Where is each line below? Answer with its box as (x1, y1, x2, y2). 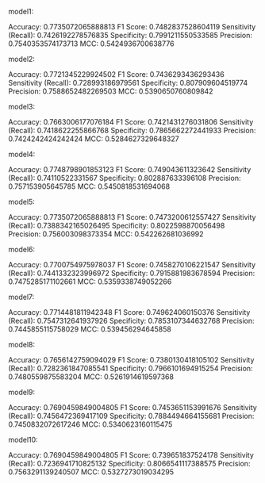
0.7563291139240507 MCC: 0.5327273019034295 (8, 467, 175, 477)
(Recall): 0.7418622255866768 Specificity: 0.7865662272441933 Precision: (8, 126, 256, 135)
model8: (8, 340, 36, 349)
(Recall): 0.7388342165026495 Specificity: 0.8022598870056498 (8, 221, 225, 230)
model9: (8, 388, 36, 397)
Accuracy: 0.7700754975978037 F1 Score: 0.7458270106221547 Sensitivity (8, 260, 256, 269)
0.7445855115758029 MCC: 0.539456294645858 (8, 324, 172, 334)
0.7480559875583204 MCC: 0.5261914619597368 (8, 372, 175, 381)
